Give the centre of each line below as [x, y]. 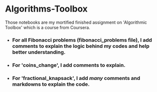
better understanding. [39, 52]
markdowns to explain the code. [51, 84]
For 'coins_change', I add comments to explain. [69, 65]
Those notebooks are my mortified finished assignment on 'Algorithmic [76, 22]
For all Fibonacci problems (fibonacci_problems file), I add [82, 40]
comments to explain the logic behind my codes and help [81, 46]
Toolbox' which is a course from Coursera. [48, 27]
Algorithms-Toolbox [46, 9]
